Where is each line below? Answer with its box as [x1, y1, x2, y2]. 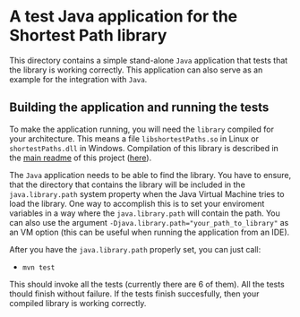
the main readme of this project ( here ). [9, 152, 152, 163]
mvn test [21, 262, 56, 272]
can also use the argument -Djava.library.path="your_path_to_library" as [9, 217, 289, 227]
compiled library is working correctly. [9, 297, 147, 308]
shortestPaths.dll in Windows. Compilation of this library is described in [9, 142, 279, 153]
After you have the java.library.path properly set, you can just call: [9, 244, 261, 254]
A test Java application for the [9, 6, 238, 27]
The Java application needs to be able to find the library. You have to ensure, [9, 169, 292, 180]
